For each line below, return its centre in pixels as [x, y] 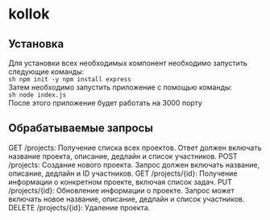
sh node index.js [37, 95]
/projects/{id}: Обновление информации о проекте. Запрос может [122, 190]
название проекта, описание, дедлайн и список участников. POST [123, 156]
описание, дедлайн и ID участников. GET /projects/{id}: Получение [123, 173]
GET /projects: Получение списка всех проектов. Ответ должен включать [135, 147]
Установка [36, 44]
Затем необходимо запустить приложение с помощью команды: [120, 87]
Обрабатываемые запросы [81, 129]
